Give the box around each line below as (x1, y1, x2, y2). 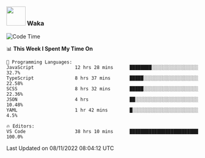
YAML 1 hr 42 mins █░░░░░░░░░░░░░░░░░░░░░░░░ (6, 107, 199, 113)
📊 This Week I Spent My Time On (6, 45, 93, 52)
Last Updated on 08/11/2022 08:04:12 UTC (6, 145, 114, 152)
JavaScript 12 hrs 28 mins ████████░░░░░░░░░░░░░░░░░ (6, 65, 199, 71)
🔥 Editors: (6, 123, 35, 129)
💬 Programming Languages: (6, 59, 72, 65)
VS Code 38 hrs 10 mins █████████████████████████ (6, 129, 199, 135)
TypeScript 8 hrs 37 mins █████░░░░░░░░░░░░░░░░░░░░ (6, 75, 199, 82)
